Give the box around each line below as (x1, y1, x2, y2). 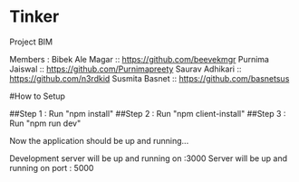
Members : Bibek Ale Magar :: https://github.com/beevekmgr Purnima (9, 53, 270, 64)
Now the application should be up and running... (9, 135, 189, 146)
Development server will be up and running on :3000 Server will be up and (9, 152, 288, 164)
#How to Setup (9, 91, 66, 101)
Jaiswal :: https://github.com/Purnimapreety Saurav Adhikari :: (9, 63, 242, 74)
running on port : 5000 (9, 162, 94, 173)
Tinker (9, 6, 60, 27)
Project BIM (9, 36, 53, 47)
